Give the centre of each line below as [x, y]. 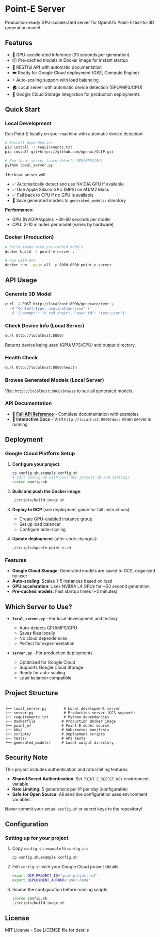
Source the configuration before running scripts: [60, 889]
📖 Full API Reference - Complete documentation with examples [75, 414]
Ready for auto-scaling [42, 673]
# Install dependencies [29, 143]
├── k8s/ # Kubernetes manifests [57, 730]
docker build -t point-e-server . [40, 252]
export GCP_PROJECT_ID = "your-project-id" [55, 876]
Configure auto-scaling [42, 530]
